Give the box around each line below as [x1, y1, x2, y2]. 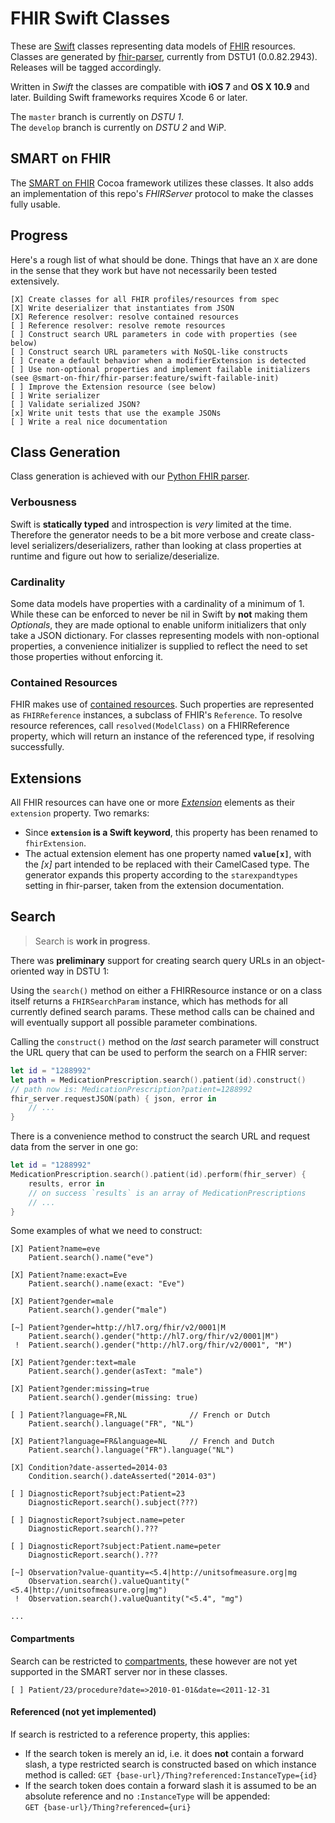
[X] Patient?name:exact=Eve [10, 1270, 128, 1281]
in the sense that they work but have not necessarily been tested [10, 264, 278, 276]
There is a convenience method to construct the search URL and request [10, 1130, 311, 1142]
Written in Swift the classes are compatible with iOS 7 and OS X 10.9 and [10, 80, 310, 92]
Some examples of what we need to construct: [10, 1225, 203, 1237]
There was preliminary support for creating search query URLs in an [10, 954, 294, 966]
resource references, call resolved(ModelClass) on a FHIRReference [10, 720, 290, 732]
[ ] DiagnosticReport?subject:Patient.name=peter [10, 1542, 222, 1552]
